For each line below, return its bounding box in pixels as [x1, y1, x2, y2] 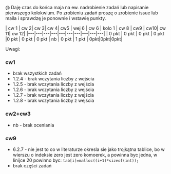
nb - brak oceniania [12, 122, 54, 128]
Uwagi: [5, 46, 21, 52]
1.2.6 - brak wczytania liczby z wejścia [12, 86, 94, 93]
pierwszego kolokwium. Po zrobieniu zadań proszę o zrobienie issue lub [5, 10, 158, 16]
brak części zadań [12, 162, 52, 168]
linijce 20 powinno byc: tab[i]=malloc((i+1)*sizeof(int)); [12, 157, 139, 163]
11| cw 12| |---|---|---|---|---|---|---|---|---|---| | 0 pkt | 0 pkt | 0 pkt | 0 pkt [5, 31, 164, 36]
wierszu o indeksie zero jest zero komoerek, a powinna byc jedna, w [12, 151, 158, 158]
